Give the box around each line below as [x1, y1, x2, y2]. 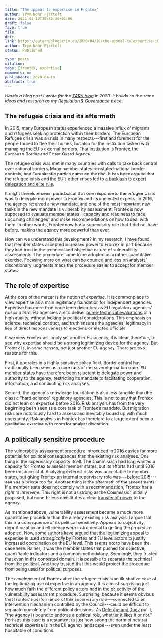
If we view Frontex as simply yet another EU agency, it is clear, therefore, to [5, 335, 156, 341]
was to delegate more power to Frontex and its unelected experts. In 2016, [5, 195, 153, 201]
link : [5, 39, 16, 44]
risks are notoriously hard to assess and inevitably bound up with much [5, 410, 147, 417]
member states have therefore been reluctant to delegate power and [5, 370, 142, 376]
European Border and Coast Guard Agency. [5, 151, 92, 156]
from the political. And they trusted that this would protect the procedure [5, 561, 150, 567]
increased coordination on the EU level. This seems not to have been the [5, 541, 150, 546]
